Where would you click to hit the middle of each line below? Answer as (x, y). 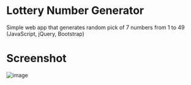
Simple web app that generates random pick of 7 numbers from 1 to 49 (95, 27)
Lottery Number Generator (75, 11)
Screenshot (36, 59)
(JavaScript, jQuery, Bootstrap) (45, 33)
